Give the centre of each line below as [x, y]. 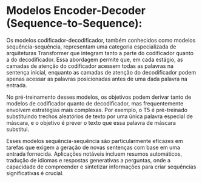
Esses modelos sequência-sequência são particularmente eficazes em [95, 141]
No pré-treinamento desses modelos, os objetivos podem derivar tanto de [99, 97]
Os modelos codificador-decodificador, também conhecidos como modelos [101, 40]
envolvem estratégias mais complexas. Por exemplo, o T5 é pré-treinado [97, 110]
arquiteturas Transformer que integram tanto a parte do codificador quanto [100, 53]
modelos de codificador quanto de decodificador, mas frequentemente [95, 103]
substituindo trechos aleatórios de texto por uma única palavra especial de [99, 116]
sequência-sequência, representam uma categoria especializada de [91, 47]
